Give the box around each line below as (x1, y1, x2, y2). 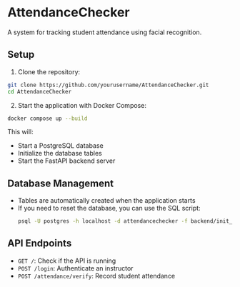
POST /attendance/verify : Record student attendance (17, 271, 176, 280)
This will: (7, 128, 34, 136)
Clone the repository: (17, 67, 81, 76)
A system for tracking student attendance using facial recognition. (7, 28, 202, 36)
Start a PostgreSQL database (17, 141, 104, 150)
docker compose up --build (7, 115, 88, 122)
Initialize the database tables (17, 149, 102, 158)
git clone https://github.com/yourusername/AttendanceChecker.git (7, 81, 209, 89)
